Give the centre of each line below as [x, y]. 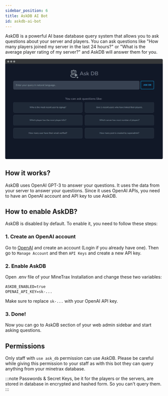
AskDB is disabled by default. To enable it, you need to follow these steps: [81, 224]
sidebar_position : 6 [27, 11]
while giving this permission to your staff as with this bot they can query [79, 363]
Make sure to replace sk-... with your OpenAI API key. [62, 301]
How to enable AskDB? [41, 212]
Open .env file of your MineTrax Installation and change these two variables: [83, 277]
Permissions [25, 346]
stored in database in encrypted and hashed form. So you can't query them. [83, 384]
